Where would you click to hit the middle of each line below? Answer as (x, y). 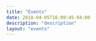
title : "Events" (27, 12)
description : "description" (42, 23)
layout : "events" (28, 29)
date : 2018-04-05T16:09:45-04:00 (48, 17)
